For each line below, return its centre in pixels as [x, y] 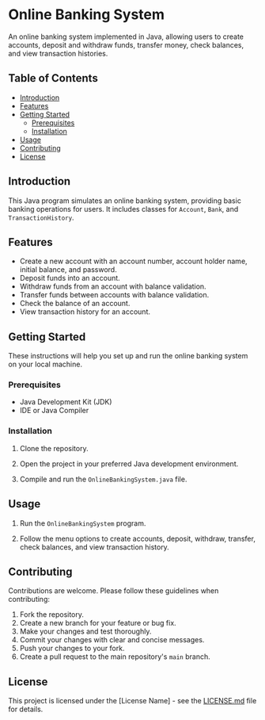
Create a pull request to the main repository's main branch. [115, 657]
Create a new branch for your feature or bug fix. [98, 623]
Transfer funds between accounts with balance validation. [114, 295]
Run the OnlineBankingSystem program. [83, 523]
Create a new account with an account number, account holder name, [133, 261]
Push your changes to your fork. [72, 649]
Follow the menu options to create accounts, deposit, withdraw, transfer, [137, 538]
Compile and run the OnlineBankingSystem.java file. [103, 479]
